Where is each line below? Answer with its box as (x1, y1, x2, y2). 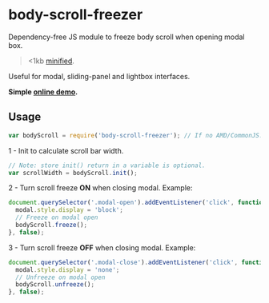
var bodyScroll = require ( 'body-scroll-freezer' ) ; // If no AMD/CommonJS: (8, 131, 263, 139)
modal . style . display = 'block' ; (15, 206, 124, 214)
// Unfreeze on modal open (15, 273, 106, 281)
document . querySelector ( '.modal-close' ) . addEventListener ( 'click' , (8, 258, 239, 266)
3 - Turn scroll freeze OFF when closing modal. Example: (8, 242, 196, 253)
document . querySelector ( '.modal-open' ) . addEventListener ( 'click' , (8, 198, 235, 207)
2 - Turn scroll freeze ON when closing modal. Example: (8, 183, 194, 193)
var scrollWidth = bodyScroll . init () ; (8, 169, 138, 177)
